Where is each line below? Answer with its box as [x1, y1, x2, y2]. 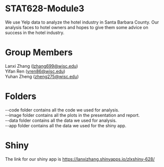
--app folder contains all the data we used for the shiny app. [5, 122, 126, 128]
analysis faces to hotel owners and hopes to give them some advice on [5, 24, 148, 30]
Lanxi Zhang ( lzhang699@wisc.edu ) [5, 63, 78, 69]
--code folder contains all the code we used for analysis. [5, 107, 119, 113]
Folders [5, 91, 37, 102]
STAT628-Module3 [5, 3, 85, 14]
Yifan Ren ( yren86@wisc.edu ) [5, 68, 66, 74]
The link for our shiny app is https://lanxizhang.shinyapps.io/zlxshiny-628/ [5, 156, 155, 162]
